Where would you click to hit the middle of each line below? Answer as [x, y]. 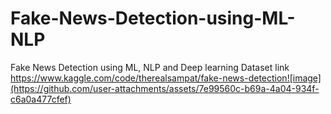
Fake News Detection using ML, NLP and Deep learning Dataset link [150, 67]
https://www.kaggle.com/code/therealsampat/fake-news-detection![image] [166, 78]
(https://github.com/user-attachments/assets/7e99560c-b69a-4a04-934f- [165, 88]
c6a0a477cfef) [41, 99]
